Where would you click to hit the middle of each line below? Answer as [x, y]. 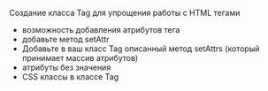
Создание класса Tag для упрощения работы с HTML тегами [125, 13]
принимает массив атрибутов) [80, 58]
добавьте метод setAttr [65, 39]
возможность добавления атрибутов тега [101, 30]
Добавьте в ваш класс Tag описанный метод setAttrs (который [141, 49]
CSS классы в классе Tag [70, 77]
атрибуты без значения [66, 67]
